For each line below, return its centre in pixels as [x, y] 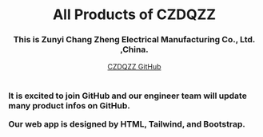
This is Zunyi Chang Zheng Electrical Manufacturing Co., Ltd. [134, 40]
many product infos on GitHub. [69, 106]
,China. [134, 49]
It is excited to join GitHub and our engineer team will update [128, 96]
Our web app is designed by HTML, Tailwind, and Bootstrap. [127, 123]
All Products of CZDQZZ [134, 15]
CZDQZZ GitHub [134, 67]
